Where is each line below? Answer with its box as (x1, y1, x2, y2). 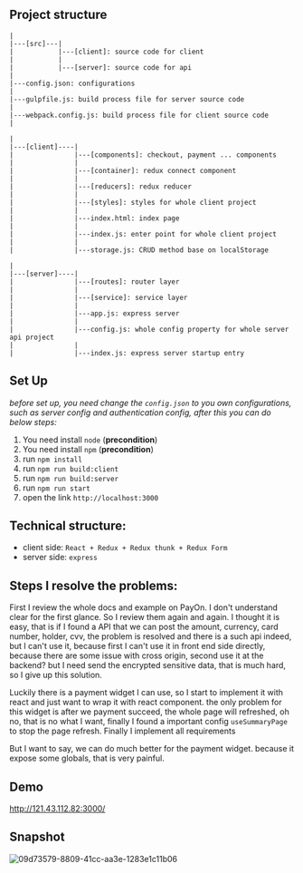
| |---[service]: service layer (9, 293, 188, 302)
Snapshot (9, 829, 65, 845)
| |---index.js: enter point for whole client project (9, 229, 278, 238)
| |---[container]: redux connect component (9, 166, 237, 175)
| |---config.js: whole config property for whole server (9, 325, 289, 334)
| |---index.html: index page (9, 213, 180, 223)
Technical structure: (9, 519, 127, 534)
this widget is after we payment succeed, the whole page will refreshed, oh (9, 706, 289, 717)
